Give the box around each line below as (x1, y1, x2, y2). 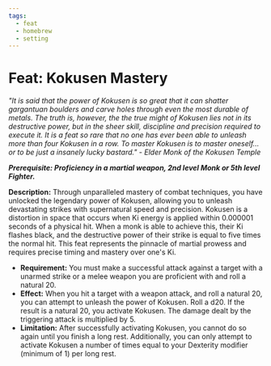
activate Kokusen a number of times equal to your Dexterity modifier (19, 340, 248, 350)
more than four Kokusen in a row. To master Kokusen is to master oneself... (8, 139, 260, 149)
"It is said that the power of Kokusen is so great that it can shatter (8, 96, 229, 106)
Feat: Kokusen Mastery (8, 69, 168, 87)
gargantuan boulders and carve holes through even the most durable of (8, 104, 249, 114)
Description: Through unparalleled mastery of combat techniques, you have (8, 187, 263, 197)
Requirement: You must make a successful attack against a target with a (19, 263, 263, 273)
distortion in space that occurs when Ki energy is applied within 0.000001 (8, 213, 253, 223)
